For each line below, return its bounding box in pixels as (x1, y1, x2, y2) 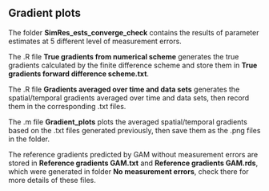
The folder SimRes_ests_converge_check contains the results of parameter (8, 27, 259, 37)
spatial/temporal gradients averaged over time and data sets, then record (8, 92, 250, 103)
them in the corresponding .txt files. (8, 101, 126, 111)
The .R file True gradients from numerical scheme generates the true (8, 51, 239, 61)
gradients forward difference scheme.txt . (8, 68, 150, 79)
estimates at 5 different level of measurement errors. (8, 36, 182, 46)
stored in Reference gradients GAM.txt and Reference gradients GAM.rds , (8, 158, 259, 168)
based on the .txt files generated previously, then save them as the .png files (8, 125, 261, 135)
